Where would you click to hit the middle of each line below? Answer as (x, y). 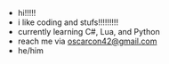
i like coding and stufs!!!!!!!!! (68, 22)
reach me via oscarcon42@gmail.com (87, 41)
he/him (31, 51)
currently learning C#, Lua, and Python (89, 32)
